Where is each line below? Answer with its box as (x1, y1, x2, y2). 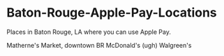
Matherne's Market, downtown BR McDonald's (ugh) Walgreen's (6, 41, 192, 49)
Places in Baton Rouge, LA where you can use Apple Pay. (6, 28, 172, 36)
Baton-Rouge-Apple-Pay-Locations (6, 5, 217, 21)
